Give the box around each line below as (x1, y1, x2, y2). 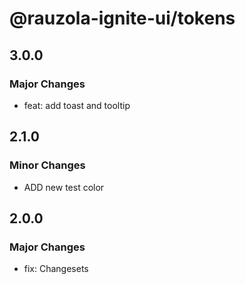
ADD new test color (23, 181, 105, 193)
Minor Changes (9, 158, 86, 172)
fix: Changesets (23, 263, 89, 275)
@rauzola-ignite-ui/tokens (9, 7, 236, 30)
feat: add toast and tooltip (23, 99, 131, 111)
